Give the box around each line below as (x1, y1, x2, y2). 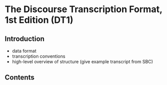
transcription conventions (12, 53, 66, 59)
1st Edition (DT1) (5, 14, 74, 26)
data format (12, 48, 37, 54)
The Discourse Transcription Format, (5, 4, 162, 15)
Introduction (5, 34, 45, 43)
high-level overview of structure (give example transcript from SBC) (12, 59, 153, 64)
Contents (5, 73, 35, 82)
